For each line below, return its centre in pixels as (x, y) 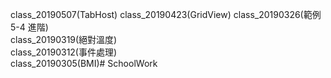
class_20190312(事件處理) (64, 52)
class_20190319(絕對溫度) (64, 39)
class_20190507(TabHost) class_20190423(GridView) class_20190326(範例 (166, 14)
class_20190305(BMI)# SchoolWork (84, 63)
